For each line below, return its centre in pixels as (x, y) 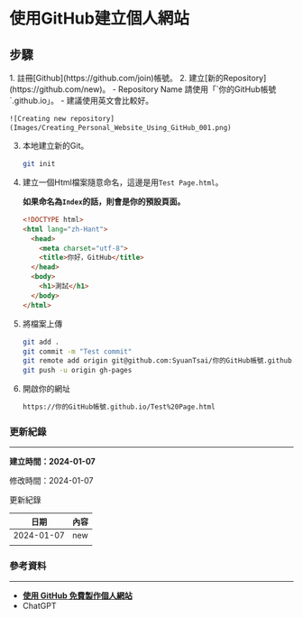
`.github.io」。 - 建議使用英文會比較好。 (82, 101)
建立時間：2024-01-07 (53, 462)
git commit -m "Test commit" (77, 351)
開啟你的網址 (46, 389)
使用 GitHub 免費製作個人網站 (77, 595)
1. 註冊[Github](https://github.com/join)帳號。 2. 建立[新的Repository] (138, 78)
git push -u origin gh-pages (77, 371)
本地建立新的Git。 (55, 146)
